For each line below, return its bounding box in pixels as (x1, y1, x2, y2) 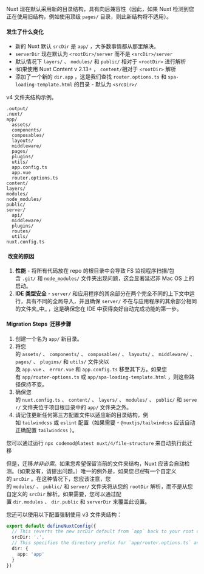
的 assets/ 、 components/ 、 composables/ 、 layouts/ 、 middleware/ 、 (15, 350, 195, 357)
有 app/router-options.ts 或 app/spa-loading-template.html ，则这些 (15, 373, 189, 380)
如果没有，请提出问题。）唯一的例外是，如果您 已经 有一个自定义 (19, 467, 177, 475)
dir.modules (13, 499, 44, 505)
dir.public (51, 499, 79, 505)
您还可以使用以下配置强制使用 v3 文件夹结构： (6, 511, 123, 518)
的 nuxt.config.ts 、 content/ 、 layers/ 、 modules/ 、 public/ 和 (15, 396, 182, 403)
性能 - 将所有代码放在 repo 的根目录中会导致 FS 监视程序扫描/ (15, 267, 169, 275)
